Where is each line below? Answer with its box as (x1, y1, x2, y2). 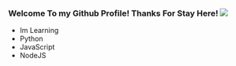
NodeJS (19, 51, 47, 60)
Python (19, 34, 43, 43)
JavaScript (19, 42, 55, 52)
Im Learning (19, 26, 59, 35)
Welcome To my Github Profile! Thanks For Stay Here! (8, 8, 219, 19)
